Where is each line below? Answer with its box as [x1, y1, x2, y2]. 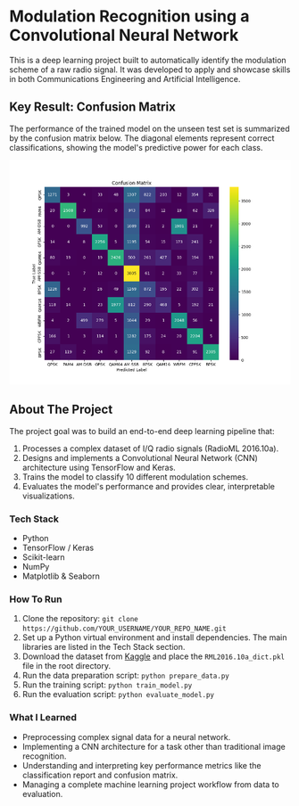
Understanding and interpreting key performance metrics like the [21, 760, 262, 770]
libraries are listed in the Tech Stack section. [21, 642, 186, 653]
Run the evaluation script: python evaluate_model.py [21, 689, 215, 700]
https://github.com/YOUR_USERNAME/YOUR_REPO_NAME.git [21, 624, 227, 634]
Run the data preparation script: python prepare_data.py [21, 670, 229, 681]
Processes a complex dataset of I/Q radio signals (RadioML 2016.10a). [21, 443, 279, 454]
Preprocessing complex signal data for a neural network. [21, 731, 231, 742]
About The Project [9, 402, 113, 417]
